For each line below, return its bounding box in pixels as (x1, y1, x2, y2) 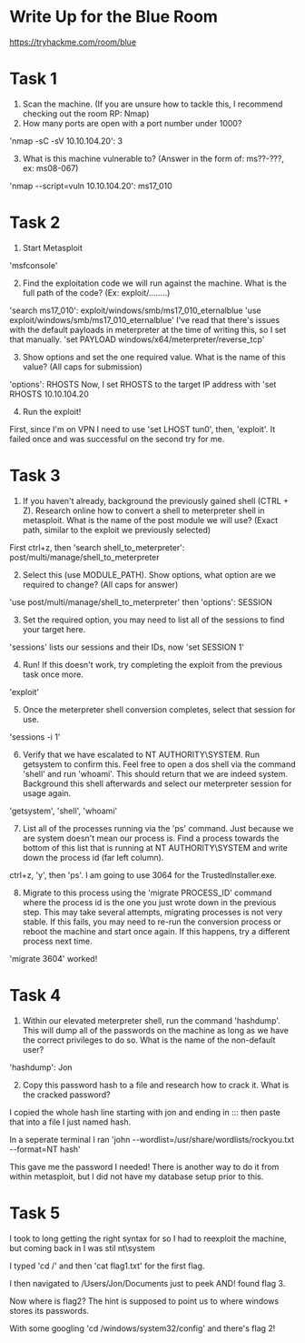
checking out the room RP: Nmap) (22, 107, 150, 119)
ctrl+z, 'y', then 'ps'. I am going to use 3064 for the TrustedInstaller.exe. (9, 869, 277, 880)
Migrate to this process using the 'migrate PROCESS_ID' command (22, 887, 272, 898)
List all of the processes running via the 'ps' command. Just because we (22, 823, 294, 833)
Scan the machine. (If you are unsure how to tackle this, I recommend (22, 98, 283, 109)
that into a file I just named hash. (9, 1116, 132, 1127)
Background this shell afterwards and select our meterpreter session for (22, 778, 292, 789)
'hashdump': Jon (9, 1062, 73, 1073)
